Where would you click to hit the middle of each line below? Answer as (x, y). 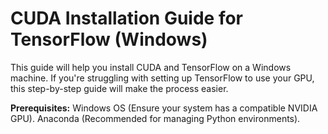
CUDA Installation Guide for (127, 18)
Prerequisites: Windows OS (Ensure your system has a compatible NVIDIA (164, 108)
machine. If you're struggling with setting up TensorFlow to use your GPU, (162, 78)
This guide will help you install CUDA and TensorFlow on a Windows (151, 67)
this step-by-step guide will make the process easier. (119, 88)
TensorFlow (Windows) (109, 39)
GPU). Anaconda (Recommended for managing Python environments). (155, 118)
